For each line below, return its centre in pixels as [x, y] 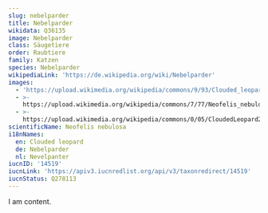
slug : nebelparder [39, 16]
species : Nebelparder [44, 68]
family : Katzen [33, 61]
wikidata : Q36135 [37, 30]
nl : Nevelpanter [42, 156]
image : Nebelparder [41, 38]
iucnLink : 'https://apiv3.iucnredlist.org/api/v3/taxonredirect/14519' [130, 172]
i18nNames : [26, 134]
